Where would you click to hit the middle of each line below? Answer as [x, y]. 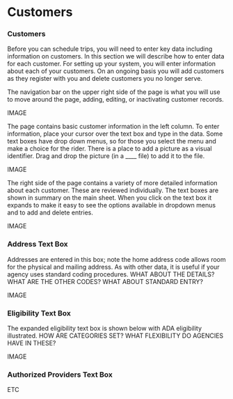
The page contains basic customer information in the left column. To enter [113, 127]
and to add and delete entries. [50, 212]
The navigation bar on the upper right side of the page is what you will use [114, 92]
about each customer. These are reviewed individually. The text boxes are [113, 190]
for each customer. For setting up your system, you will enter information [112, 64]
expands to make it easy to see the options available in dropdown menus [112, 205]
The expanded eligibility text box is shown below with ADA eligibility [105, 329]
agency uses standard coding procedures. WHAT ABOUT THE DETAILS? [111, 274]
